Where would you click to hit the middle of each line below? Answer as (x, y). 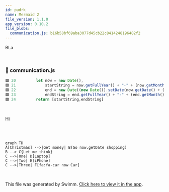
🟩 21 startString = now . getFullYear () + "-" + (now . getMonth (85, 85)
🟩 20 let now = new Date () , (45, 81)
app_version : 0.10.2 (27, 24)
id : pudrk (16, 10)
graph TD (14, 143)
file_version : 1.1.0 (27, 19)
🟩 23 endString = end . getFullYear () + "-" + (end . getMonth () (85, 94)
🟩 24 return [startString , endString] (55, 99)
